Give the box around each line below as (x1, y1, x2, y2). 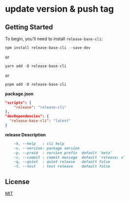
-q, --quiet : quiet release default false (14, 159, 110, 164)
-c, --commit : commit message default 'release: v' (14, 155, 126, 160)
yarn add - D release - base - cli (5, 64, 67, 68)
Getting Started (5, 23, 53, 31)
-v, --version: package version (14, 146, 80, 151)
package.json (5, 90, 34, 96)
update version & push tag (5, 3, 114, 15)
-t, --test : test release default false (14, 164, 110, 169)
